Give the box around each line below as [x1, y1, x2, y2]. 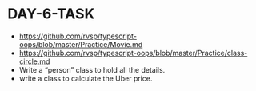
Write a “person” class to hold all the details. [18, 65, 166, 74]
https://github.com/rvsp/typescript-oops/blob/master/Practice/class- [18, 48, 248, 57]
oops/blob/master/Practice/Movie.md [18, 39, 143, 49]
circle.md [18, 57, 50, 66]
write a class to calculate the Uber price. [18, 73, 153, 83]
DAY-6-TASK [7, 5, 95, 23]
